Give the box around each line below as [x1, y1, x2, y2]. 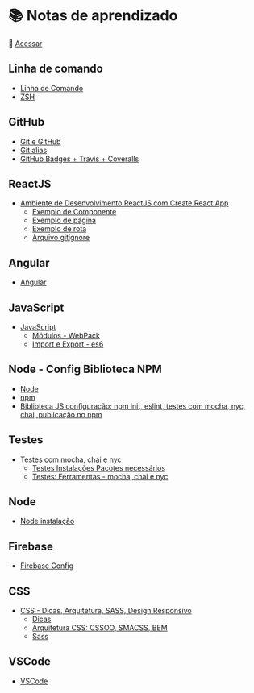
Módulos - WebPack [31, 331, 101, 340]
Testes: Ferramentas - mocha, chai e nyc [31, 471, 169, 481]
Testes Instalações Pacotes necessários [31, 463, 166, 472]
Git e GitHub [19, 136, 61, 146]
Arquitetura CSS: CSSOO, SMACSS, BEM [31, 623, 168, 633]
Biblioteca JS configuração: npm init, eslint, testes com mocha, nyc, [19, 400, 246, 411]
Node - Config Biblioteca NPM [8, 363, 163, 376]
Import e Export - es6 [31, 339, 104, 349]
